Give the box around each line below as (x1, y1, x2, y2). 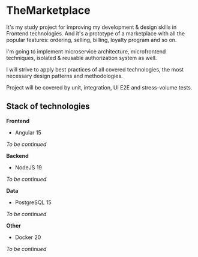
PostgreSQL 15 (14, 199, 52, 206)
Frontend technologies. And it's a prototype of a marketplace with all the (6, 29, 185, 37)
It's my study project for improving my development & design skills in (6, 23, 177, 31)
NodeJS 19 (14, 163, 42, 171)
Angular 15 (14, 128, 42, 136)
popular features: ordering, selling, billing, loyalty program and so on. (6, 36, 177, 43)
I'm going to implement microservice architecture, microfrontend (6, 47, 166, 55)
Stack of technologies (6, 101, 90, 112)
